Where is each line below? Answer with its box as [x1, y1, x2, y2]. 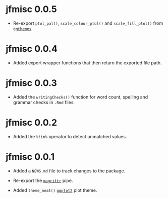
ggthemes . [13, 25, 33, 31]
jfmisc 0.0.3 [6, 77, 58, 89]
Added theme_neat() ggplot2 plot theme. [13, 187, 97, 193]
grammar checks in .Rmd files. [13, 99, 75, 105]
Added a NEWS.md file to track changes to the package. [13, 167, 126, 174]
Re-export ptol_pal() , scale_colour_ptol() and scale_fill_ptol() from [13, 20, 163, 26]
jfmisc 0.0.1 [6, 151, 55, 162]
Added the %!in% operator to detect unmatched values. [13, 133, 127, 139]
